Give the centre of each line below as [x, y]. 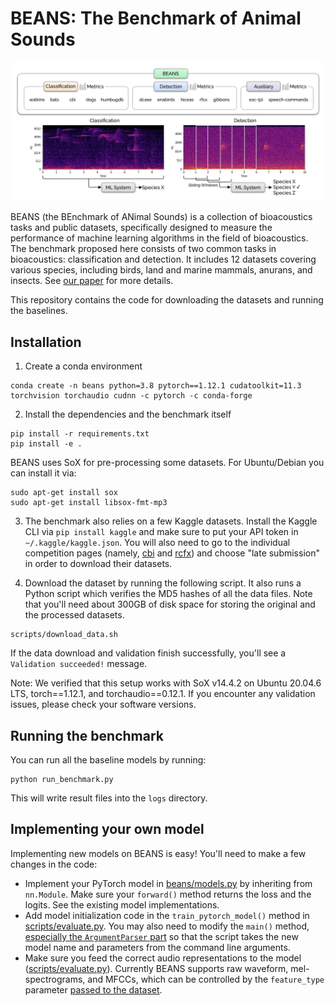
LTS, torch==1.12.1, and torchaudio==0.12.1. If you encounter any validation [163, 694]
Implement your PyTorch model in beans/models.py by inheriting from [168, 883]
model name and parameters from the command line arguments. [157, 947]
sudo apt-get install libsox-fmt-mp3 [89, 503]
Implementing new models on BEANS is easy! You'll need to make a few [158, 853]
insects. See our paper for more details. [92, 281]
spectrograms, [55, 979]
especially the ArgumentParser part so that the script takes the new [161, 936]
